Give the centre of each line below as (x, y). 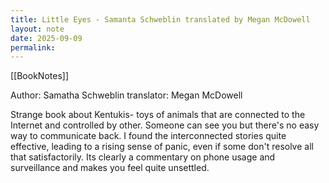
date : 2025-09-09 (46, 38)
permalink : (33, 47)
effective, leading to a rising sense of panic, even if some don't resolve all (162, 147)
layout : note (37, 29)
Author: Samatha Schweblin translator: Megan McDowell (126, 95)
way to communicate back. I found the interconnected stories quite (148, 136)
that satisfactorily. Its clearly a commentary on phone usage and (143, 157)
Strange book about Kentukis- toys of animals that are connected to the (158, 115)
